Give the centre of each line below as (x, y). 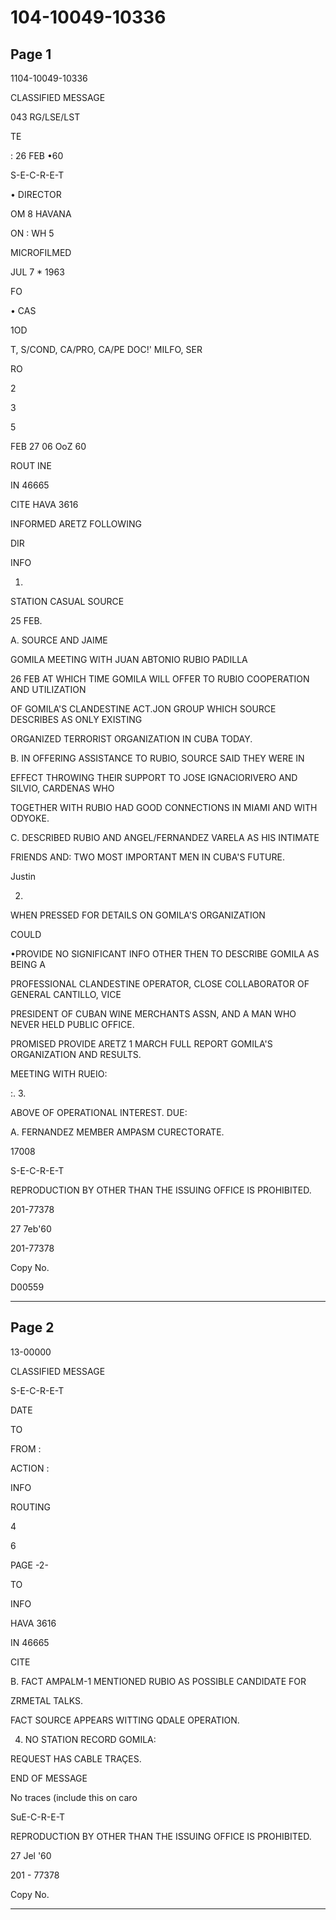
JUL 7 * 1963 (37, 272)
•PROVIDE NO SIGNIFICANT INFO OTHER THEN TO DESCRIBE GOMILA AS (165, 954)
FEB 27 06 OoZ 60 (48, 446)
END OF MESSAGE (49, 1778)
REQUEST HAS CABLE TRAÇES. (76, 1758)
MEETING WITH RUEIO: (59, 1074)
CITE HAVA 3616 (44, 504)
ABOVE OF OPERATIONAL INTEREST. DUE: (99, 1112)
